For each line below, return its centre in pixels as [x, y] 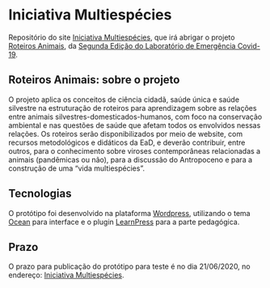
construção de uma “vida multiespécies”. [77, 168]
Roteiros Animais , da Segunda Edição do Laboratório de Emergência [122, 45]
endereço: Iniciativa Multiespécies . [66, 275]
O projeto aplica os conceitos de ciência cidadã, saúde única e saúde [124, 100]
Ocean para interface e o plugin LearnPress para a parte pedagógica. [124, 222]
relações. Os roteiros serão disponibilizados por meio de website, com [126, 133]
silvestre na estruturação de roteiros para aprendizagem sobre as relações [133, 108]
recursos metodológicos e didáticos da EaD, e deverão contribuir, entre [127, 142]
